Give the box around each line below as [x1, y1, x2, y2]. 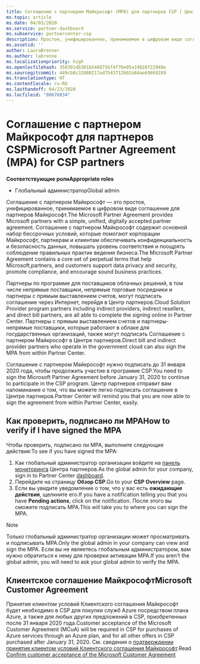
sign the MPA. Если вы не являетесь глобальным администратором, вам [6, 545, 191, 553]
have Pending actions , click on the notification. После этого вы [14, 497, 173, 504]
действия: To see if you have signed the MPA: [6, 448, 118, 455]
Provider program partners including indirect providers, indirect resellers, [6, 305, 186, 312]
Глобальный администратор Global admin [14, 187, 120, 194]
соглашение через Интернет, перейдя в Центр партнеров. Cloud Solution [6, 299, 190, 306]
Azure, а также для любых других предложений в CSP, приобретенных [6, 613, 187, 620]
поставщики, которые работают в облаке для [33, 324, 150, 331]
